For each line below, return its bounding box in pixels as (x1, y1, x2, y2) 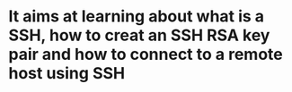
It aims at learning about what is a (8, 6, 265, 27)
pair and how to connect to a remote (8, 45, 284, 64)
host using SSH (8, 63, 126, 84)
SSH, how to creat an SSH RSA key (8, 25, 270, 46)
